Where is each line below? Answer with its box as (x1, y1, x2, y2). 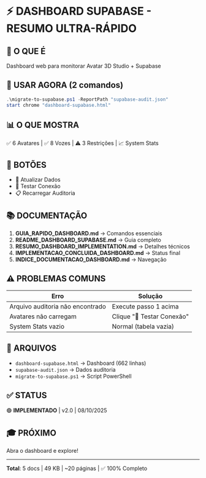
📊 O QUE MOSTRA (6, 120, 80, 130)
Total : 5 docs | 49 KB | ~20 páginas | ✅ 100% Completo (6, 464, 148, 472)
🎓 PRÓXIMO (6, 428, 56, 438)
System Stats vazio (9, 322, 65, 331)
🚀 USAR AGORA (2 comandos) (6, 80, 124, 90)
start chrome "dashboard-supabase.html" (6, 102, 112, 108)
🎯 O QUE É (6, 46, 46, 57)
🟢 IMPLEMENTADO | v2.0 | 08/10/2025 (6, 407, 107, 414)
